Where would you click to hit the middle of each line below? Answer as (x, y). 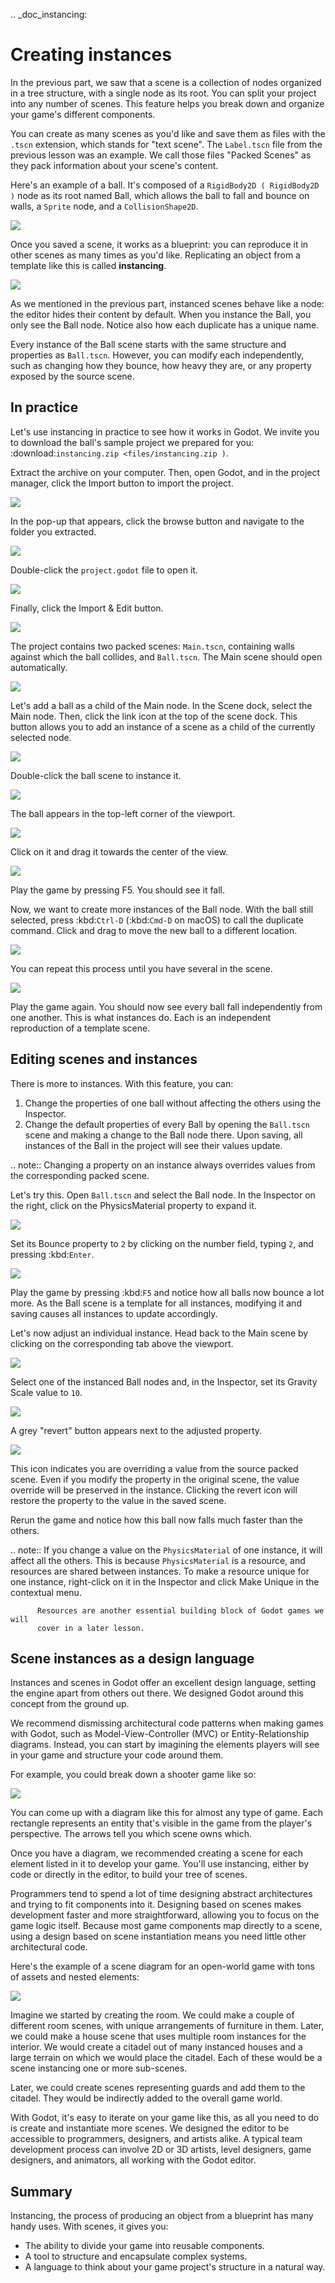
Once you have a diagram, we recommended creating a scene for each (157, 1853)
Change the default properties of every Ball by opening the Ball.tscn (167, 1124)
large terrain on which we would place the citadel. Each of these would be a (166, 2058)
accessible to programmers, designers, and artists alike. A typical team (156, 2139)
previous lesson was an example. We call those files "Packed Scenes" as (161, 155)
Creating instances (91, 55)
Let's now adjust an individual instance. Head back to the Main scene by (159, 1333)
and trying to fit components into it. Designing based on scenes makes (156, 1905)
